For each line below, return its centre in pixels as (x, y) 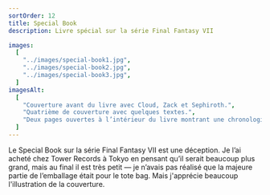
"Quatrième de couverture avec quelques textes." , (109, 112)
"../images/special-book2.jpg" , (77, 68)
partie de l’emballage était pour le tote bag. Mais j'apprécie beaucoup (123, 175)
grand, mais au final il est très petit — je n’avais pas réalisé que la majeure (131, 167)
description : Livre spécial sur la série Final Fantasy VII (111, 30)
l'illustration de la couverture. (57, 184)
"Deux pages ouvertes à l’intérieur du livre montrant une (124, 120)
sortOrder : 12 (32, 16)
